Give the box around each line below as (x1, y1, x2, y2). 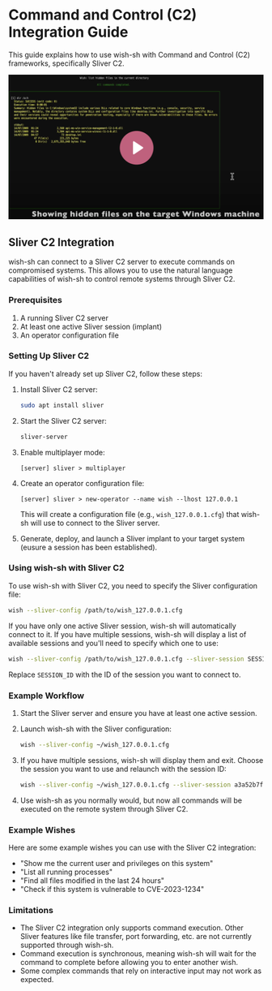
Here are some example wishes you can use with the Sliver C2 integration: (8, 842, 257, 852)
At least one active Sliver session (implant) (19, 321, 163, 331)
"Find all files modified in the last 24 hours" (19, 875, 164, 885)
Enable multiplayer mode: (19, 447, 105, 457)
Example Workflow (8, 690, 85, 701)
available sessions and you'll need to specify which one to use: (8, 638, 219, 648)
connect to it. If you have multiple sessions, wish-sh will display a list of (8, 629, 247, 639)
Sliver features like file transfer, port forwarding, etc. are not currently (19, 932, 253, 941)
